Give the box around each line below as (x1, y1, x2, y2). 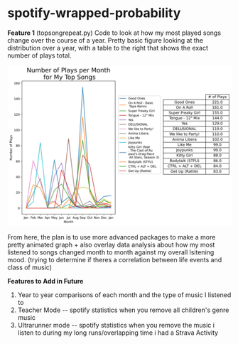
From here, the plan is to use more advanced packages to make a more (7, 233, 216, 242)
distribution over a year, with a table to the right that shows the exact (7, 43, 208, 52)
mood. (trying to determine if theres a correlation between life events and (7, 256, 222, 264)
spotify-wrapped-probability (7, 5, 181, 21)
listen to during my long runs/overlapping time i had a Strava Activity (17, 328, 219, 337)
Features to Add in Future (7, 277, 84, 286)
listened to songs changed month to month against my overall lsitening (7, 248, 215, 257)
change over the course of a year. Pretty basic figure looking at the (7, 36, 204, 44)
